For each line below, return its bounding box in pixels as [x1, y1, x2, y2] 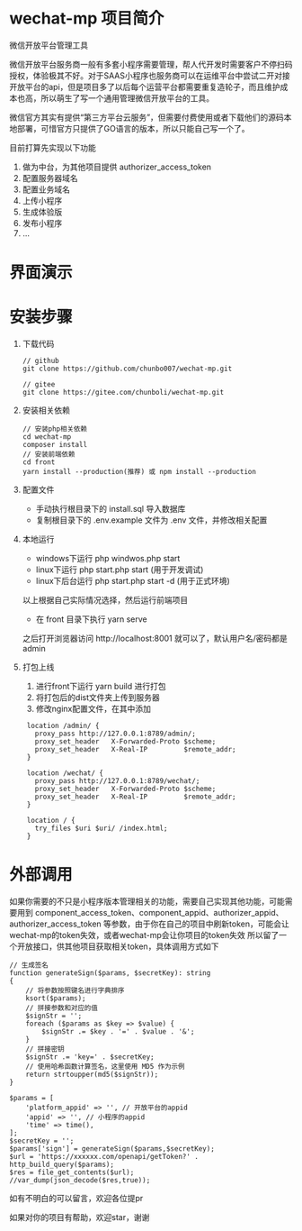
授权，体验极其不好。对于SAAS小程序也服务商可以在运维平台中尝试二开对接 [9, 69, 290, 81]
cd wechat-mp [22, 433, 72, 442]
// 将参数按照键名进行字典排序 [25, 986, 125, 995]
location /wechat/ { [26, 769, 103, 778]
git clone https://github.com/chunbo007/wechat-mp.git [22, 364, 233, 374]
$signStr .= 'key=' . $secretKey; [25, 1053, 155, 1062]
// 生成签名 [9, 961, 49, 970]
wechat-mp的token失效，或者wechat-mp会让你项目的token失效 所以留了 [9, 930, 280, 940]
